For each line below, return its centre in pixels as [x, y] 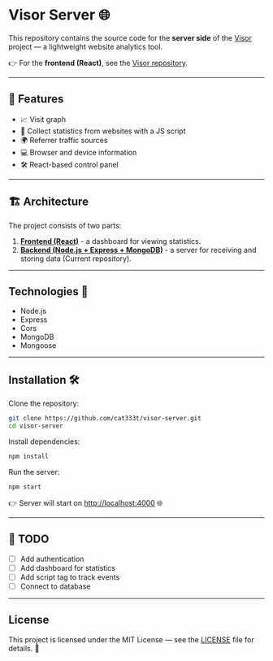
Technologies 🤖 [48, 291]
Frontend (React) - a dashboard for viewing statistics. [110, 241]
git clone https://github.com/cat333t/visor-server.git [105, 419]
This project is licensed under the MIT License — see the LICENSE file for [131, 639]
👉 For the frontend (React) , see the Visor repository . [98, 63]
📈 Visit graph [43, 119]
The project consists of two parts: [65, 225]
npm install [28, 456]
